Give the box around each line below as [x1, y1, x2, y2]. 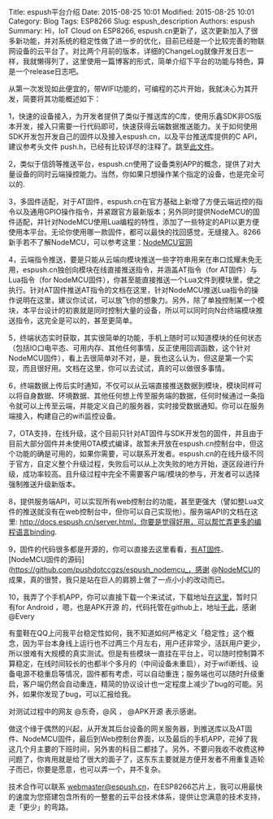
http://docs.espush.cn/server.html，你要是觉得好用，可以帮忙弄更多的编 [19, 517, 262, 526]
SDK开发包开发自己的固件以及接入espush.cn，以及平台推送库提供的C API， [8, 132, 262, 141]
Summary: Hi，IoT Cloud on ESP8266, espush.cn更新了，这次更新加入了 [8, 26, 251, 35]
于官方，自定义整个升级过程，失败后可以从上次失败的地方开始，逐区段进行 [8, 459, 258, 468]
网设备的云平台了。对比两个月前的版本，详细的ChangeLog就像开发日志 [8, 46, 247, 55]
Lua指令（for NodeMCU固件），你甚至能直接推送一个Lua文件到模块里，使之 [8, 275, 262, 285]
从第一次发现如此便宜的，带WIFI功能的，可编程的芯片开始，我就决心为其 [8, 84, 252, 94]
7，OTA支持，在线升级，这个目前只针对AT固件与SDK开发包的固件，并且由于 [8, 429, 264, 438]
